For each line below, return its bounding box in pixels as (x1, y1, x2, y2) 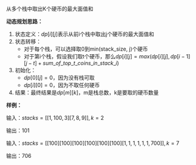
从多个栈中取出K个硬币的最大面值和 (6, 5, 94, 12)
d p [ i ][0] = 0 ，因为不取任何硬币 (23, 82, 100, 88)
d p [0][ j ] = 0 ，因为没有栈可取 (23, 74, 95, 81)
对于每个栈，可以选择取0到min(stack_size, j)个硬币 (23, 45, 148, 52)
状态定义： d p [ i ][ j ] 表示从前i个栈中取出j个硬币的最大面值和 (14, 30, 154, 38)
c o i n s (77, 60, 91, 67)
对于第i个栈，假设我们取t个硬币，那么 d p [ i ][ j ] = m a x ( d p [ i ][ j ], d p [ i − (23, 53, 185, 60)
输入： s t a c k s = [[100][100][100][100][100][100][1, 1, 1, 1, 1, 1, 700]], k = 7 (6, 139, 180, 147)
